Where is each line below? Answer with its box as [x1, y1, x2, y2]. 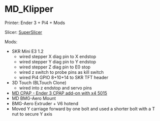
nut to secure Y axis [11, 111, 53, 117]
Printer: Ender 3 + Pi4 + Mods [4, 20, 65, 26]
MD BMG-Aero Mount [11, 95, 56, 101]
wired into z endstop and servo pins [19, 85, 92, 91]
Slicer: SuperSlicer [4, 29, 42, 35]
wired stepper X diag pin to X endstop [19, 53, 96, 60]
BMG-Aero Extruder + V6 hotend [11, 100, 79, 106]
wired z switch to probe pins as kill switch [19, 69, 104, 75]
